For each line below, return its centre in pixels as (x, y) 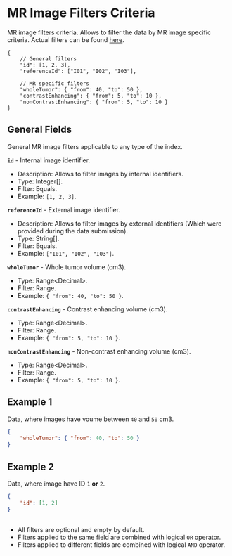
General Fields (40, 130)
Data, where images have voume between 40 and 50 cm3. (91, 419)
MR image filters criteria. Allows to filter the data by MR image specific (109, 32)
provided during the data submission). (73, 231)
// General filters (49, 59)
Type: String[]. (38, 238)
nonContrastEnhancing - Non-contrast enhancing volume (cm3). (99, 351)
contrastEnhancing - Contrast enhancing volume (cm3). (88, 309)
